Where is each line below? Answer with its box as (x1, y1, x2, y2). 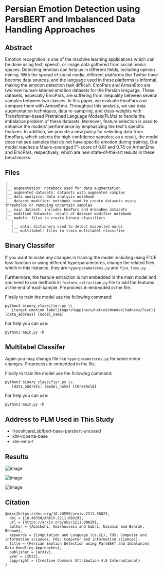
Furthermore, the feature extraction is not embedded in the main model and (5, 274, 157, 280)
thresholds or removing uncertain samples (5, 203, 92, 208)
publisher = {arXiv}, (9, 550, 54, 554)
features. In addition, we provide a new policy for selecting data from (5, 129, 143, 134)
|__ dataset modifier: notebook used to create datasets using (5, 198, 136, 203)
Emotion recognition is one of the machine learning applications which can (5, 56, 155, 62)
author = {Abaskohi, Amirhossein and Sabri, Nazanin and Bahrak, (9, 524, 145, 529)
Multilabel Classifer (5, 343, 66, 351)
